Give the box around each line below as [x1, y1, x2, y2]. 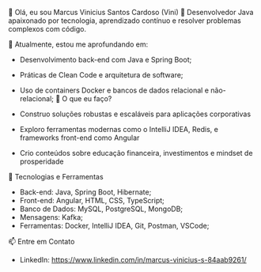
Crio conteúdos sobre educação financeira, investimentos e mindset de [19, 149, 253, 157]
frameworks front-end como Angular [19, 133, 140, 142]
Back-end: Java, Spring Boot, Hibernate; [19, 187, 152, 197]
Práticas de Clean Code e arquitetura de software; [19, 70, 183, 79]
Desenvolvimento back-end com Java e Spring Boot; [19, 55, 192, 64]
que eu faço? [69, 94, 112, 103]
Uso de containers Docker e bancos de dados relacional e [19, 85, 210, 95]
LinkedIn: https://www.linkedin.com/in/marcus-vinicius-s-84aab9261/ [19, 255, 247, 264]
